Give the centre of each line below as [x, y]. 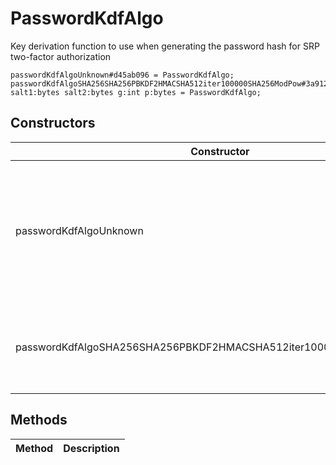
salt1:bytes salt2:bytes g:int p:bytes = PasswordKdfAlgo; [136, 92]
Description [91, 448]
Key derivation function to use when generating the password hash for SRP [165, 46]
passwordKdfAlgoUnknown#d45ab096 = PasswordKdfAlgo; [122, 75]
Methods [39, 420]
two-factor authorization [61, 56]
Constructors [53, 123]
